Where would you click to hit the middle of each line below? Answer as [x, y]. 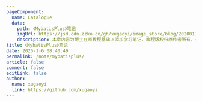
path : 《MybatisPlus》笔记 [47, 28]
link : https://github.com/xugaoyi [55, 90]
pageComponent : [25, 12]
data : [19, 23]
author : [16, 79]
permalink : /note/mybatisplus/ [45, 56]
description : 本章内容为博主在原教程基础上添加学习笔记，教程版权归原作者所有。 [106, 40]
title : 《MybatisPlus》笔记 [37, 46]
